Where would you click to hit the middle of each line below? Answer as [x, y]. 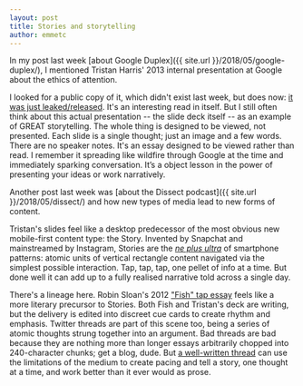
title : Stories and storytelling [73, 26]
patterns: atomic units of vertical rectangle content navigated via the [137, 258]
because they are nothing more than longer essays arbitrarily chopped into [149, 343]
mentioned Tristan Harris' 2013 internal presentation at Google [166, 70]
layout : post [34, 18]
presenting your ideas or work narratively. [88, 174]
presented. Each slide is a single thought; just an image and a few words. [146, 136]
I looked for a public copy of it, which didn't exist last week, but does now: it [151, 97]
